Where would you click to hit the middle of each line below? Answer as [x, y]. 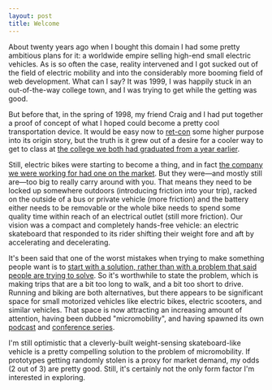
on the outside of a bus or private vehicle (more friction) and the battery [129, 199]
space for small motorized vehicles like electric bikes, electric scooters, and [135, 301]
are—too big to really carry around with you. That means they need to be [130, 182]
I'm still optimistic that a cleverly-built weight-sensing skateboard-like [125, 343]
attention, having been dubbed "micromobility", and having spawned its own [136, 318]
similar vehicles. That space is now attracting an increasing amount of [125, 310]
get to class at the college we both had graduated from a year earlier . [124, 149]
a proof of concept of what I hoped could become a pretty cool [114, 123]
